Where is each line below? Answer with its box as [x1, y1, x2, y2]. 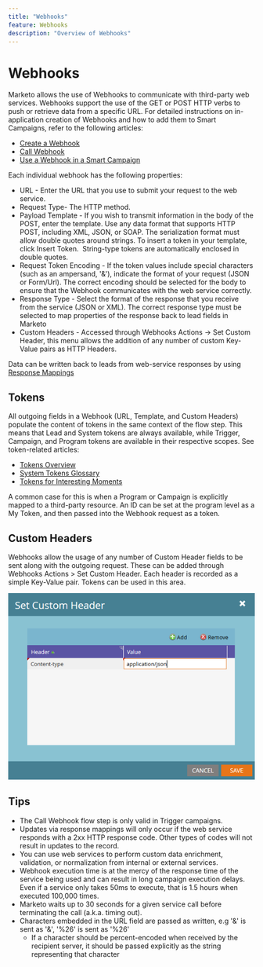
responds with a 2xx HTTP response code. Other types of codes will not [19, 833, 253, 842]
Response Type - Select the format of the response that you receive [19, 295, 240, 304]
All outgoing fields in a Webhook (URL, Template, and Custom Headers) [8, 412, 239, 421]
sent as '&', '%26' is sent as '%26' [19, 924, 130, 934]
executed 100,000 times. [19, 891, 99, 900]
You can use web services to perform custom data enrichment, [19, 849, 223, 859]
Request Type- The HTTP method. [19, 203, 131, 212]
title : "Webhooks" [8, 13, 68, 20]
